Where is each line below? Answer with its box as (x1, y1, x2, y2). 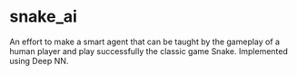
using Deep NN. (9, 55, 69, 66)
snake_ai (9, 6, 77, 27)
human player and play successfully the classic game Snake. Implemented (9, 45, 289, 56)
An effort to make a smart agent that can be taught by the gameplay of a (9, 36, 280, 47)
